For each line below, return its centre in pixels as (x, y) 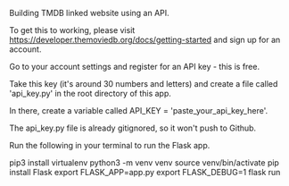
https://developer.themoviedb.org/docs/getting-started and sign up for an (145, 40)
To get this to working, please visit (72, 30)
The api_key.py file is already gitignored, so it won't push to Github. (133, 128)
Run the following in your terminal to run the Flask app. (110, 145)
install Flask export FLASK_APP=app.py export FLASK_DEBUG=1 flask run (145, 172)
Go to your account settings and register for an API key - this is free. (135, 67)
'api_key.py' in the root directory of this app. (91, 93)
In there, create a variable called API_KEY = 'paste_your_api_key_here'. (139, 110)
